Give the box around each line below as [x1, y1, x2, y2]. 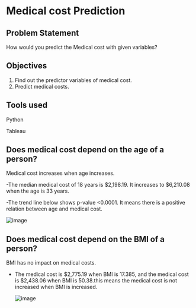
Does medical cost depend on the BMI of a [6, 234, 165, 244]
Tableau [6, 127, 26, 134]
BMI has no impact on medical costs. [6, 259, 97, 266]
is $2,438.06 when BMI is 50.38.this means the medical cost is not [14, 277, 178, 284]
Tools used [6, 100, 48, 111]
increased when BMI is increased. [14, 284, 98, 291]
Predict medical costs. [14, 83, 69, 90]
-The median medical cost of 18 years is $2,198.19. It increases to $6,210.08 [6, 181, 191, 188]
